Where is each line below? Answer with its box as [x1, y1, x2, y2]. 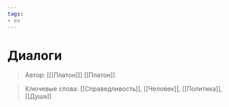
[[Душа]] [24, 92, 52, 101]
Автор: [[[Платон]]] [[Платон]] [24, 71, 116, 79]
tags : [7, 10, 23, 18]
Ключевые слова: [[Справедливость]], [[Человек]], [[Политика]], [24, 84, 223, 93]
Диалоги [7, 47, 63, 64]
